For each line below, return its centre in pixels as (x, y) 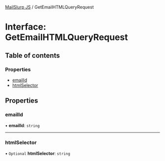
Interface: (26, 27)
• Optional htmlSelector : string (38, 153)
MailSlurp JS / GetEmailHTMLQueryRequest (50, 7)
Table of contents (32, 55)
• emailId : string (23, 125)
